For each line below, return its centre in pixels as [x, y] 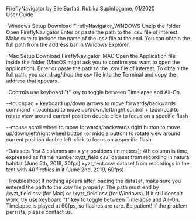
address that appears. [33, 81]
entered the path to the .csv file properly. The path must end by [82, 187]
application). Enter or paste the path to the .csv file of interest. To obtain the [97, 68]
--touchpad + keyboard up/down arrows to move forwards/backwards [91, 103]
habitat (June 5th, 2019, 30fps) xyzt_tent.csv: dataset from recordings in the [98, 163]
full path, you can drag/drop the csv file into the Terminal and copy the [91, 75]
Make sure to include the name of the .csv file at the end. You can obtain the [98, 38]
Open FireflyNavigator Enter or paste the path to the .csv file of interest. [92, 32]
